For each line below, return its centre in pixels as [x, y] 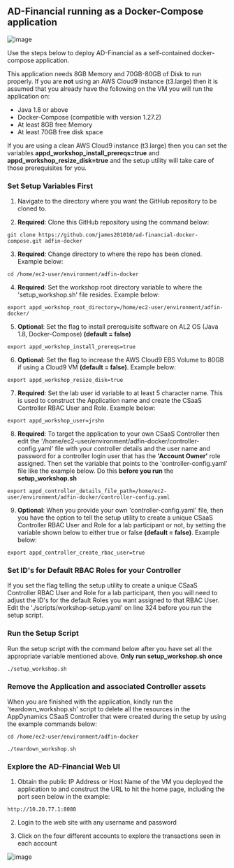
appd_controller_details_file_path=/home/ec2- [98, 491]
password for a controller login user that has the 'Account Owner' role [119, 456]
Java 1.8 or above [43, 109]
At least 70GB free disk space [60, 131]
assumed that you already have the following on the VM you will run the [110, 88]
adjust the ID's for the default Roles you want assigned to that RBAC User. [114, 600]
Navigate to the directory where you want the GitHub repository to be [117, 201]
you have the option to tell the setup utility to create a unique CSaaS [115, 518]
